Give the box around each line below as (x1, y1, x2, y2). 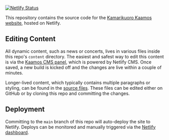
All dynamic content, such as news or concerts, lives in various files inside (5, 48, 160, 54)
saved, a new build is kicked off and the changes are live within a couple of (5, 64, 162, 71)
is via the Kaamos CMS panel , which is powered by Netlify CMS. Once (5, 59, 152, 65)
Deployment (5, 105, 45, 114)
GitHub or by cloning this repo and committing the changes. (5, 90, 130, 96)
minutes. (5, 69, 24, 76)
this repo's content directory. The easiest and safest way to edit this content (5, 53, 164, 59)
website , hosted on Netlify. (5, 20, 61, 26)
